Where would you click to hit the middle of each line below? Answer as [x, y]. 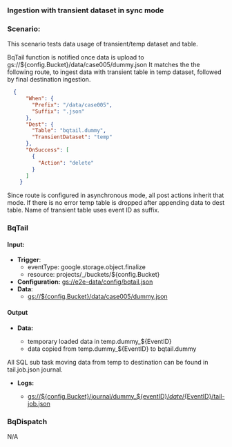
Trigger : [29, 260]
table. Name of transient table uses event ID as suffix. [84, 210]
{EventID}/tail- [204, 396]
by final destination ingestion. [49, 80]
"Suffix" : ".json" [58, 111]
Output [18, 313]
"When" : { [39, 99]
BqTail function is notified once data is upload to [76, 57]
